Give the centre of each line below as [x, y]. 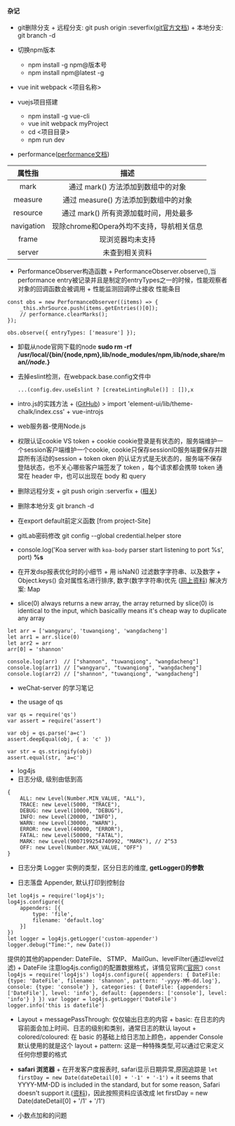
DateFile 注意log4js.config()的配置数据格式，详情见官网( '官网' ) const [122, 967]
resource [28, 213]
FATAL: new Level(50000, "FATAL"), [72, 836]
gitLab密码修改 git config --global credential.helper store [99, 536]
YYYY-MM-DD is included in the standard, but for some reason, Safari [119, 1085]
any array [31, 618]
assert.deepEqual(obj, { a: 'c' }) [59, 739]
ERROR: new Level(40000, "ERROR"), [72, 829]
